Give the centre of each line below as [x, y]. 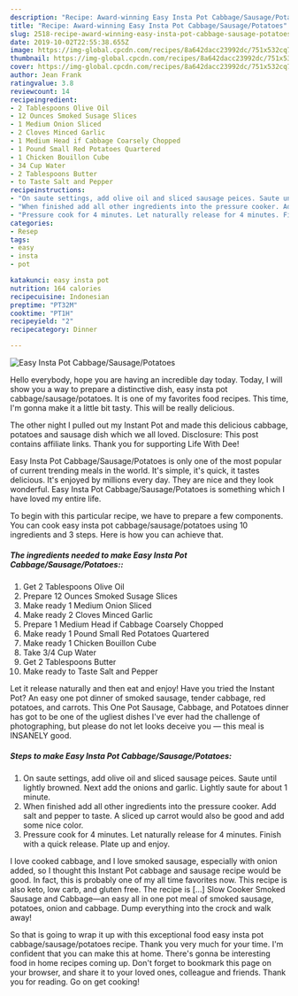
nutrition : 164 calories [56, 289]
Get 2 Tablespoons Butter [69, 661]
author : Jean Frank [46, 75]
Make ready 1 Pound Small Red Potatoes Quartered [116, 633]
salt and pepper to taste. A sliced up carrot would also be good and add [153, 815]
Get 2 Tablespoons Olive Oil [73, 586]
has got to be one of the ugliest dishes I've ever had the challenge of [135, 716]
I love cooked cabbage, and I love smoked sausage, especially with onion [144, 861]
